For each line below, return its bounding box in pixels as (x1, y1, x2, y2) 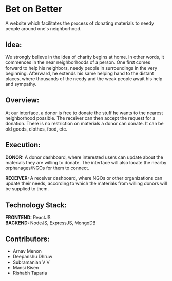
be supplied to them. (5, 186, 49, 192)
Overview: (5, 96, 40, 105)
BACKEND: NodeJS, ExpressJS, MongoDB (5, 220, 96, 226)
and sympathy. (5, 81, 37, 87)
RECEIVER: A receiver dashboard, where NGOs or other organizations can (5, 175, 163, 181)
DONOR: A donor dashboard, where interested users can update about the (5, 154, 163, 160)
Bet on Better (5, 3, 63, 15)
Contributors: (5, 234, 50, 243)
